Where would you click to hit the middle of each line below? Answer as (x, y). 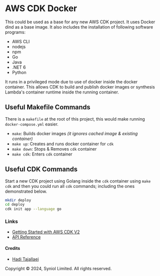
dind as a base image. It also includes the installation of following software (79, 27)
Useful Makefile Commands (48, 107)
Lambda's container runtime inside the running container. (62, 92)
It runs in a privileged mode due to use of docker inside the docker (71, 82)
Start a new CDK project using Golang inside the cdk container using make (78, 181)
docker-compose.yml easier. (32, 124)
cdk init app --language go (33, 209)
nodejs (19, 46)
